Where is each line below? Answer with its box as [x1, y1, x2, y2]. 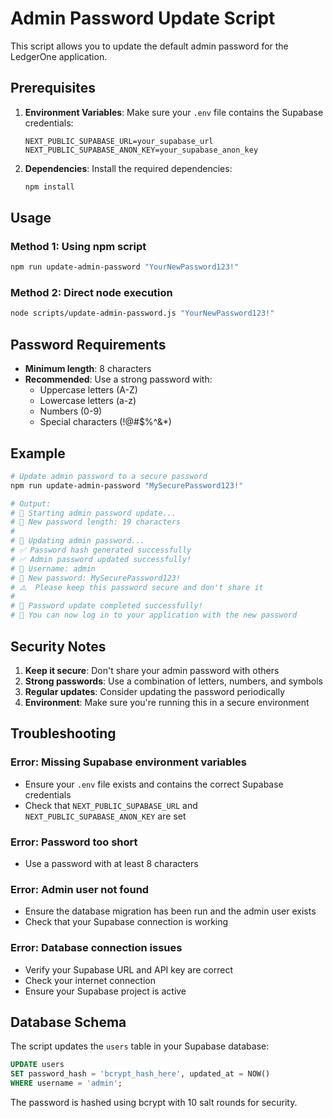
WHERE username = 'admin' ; [10, 1078, 123, 1089]
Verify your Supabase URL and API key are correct [24, 963, 234, 976]
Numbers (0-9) [39, 405, 103, 417]
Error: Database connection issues [10, 941, 183, 955]
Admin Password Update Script [10, 7, 276, 30]
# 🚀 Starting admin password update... [10, 508, 177, 518]
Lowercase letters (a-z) [39, 395, 137, 407]
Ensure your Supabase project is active [24, 985, 187, 997]
